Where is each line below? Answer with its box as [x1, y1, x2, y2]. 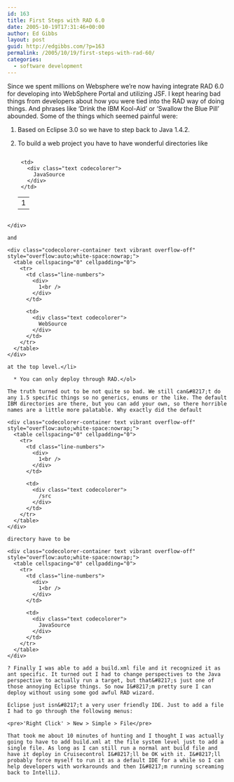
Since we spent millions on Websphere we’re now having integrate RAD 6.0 [7, 82, 224, 90]
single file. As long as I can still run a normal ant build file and [7, 744, 218, 752]
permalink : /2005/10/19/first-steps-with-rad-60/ [7, 50, 156, 57]
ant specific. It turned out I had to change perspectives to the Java [7, 670, 221, 678]
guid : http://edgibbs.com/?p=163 [7, 43, 105, 50]
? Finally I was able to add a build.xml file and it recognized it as [7, 665, 221, 672]
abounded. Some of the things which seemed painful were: [7, 112, 178, 120]
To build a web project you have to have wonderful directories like [17, 138, 208, 148]
